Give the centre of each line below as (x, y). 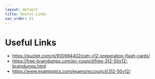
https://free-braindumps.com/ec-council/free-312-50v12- (70, 61)
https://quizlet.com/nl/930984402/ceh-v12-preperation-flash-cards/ (81, 56)
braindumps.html (29, 66)
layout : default (21, 9)
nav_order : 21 (19, 18)
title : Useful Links (26, 14)
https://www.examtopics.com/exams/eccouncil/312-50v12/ (71, 71)
